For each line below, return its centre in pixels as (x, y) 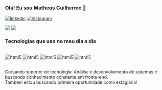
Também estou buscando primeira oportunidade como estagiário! (71, 82)
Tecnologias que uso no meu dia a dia (51, 41)
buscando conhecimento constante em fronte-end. (57, 77)
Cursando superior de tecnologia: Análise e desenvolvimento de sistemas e (81, 72)
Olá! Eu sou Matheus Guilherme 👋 (46, 8)
